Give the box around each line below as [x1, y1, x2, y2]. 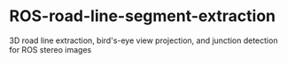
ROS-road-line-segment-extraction [9, 6, 276, 26]
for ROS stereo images [9, 44, 92, 54]
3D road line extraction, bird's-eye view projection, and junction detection [9, 35, 278, 46]
